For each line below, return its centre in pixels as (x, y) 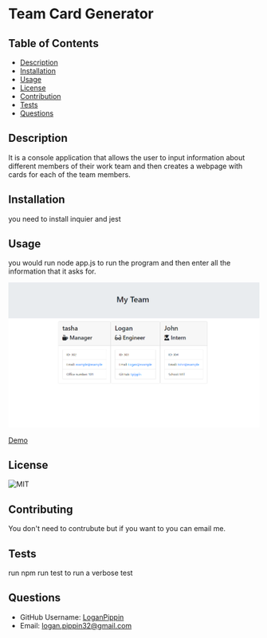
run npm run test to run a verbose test (71, 573)
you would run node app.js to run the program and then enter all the (120, 263)
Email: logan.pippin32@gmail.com (76, 625)
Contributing (41, 509)
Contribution (40, 96)
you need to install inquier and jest (65, 219)
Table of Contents (54, 43)
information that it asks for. (53, 271)
